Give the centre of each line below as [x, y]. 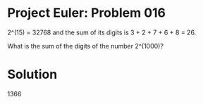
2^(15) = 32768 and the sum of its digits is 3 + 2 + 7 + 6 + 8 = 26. [102, 32]
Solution [32, 74]
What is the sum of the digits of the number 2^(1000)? [86, 46]
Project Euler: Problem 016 [87, 13]
